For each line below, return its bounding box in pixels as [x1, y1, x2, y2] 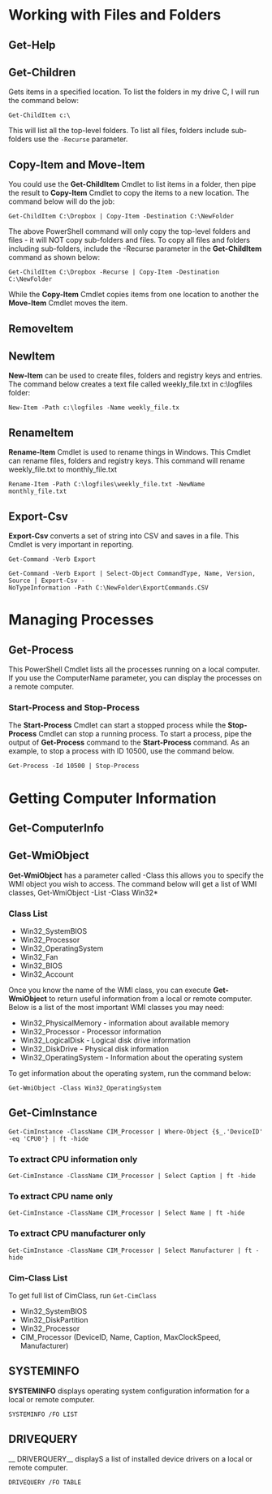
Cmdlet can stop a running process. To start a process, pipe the [38, 729, 252, 739]
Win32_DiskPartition [19, 1315, 89, 1325]
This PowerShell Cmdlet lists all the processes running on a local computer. [8, 664, 261, 675]
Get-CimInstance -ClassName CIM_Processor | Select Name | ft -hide [8, 1209, 245, 1217]
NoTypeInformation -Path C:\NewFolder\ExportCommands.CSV [8, 584, 209, 592]
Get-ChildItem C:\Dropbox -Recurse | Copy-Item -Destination [8, 268, 220, 277]
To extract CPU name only [8, 1191, 114, 1203]
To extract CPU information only [8, 1153, 138, 1164]
